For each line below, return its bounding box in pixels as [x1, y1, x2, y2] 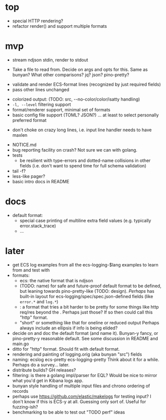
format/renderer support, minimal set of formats [12, 106, 111, 112]
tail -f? [12, 168, 26, 174]
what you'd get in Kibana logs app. [12, 377, 83, 383]
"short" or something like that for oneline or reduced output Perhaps [19, 319, 160, 325]
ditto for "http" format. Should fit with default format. [12, 346, 120, 352]
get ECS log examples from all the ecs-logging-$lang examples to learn [12, 262, 159, 267]
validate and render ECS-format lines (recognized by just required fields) [12, 81, 161, 87]
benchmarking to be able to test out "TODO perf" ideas [12, 409, 125, 415]
